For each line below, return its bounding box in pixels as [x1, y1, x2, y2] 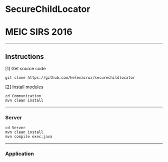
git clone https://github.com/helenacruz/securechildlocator [5, 75, 135, 80]
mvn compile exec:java [5, 134, 52, 139]
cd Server [5, 126, 26, 131]
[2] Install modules [5, 84, 43, 90]
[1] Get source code [5, 65, 46, 71]
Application [5, 151, 34, 158]
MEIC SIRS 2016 [5, 26, 72, 38]
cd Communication [5, 93, 41, 98]
